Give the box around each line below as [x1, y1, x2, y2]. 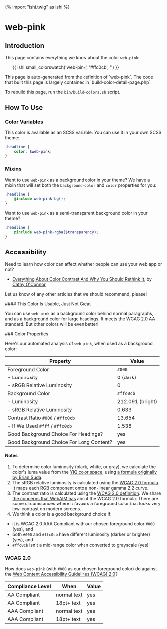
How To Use [5, 103, 43, 112]
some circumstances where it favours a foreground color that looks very [12, 501, 161, 506]
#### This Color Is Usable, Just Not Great [5, 301, 91, 307]
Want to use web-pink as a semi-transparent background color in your [5, 210, 148, 216]
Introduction [5, 41, 45, 50]
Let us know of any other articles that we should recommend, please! [5, 291, 147, 297]
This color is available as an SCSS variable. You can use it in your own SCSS [5, 129, 162, 135]
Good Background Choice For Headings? [7, 430, 103, 437]
